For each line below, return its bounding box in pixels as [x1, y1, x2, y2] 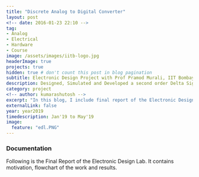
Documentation [6, 144, 52, 152]
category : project [6, 86, 52, 92]
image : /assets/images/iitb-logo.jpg [6, 53, 99, 59]
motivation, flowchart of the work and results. [6, 164, 117, 171]
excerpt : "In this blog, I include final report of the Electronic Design [6, 97, 195, 103]
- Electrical [6, 36, 38, 42]
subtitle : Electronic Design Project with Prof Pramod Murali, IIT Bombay [6, 75, 195, 81]
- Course [6, 48, 28, 53]
